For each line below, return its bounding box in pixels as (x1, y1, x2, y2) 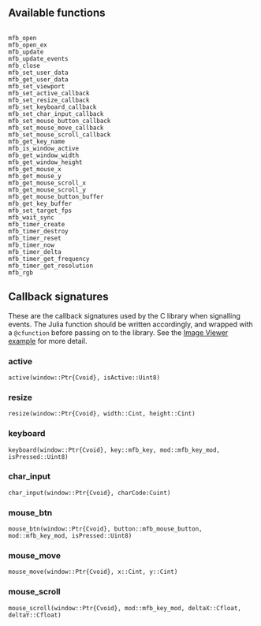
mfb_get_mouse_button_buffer (8, 192, 104, 200)
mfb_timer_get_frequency (8, 255, 90, 263)
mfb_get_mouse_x (8, 165, 62, 173)
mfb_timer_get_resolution (8, 262, 93, 270)
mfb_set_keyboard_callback (8, 102, 97, 111)
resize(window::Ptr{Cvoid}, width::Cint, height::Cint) (8, 410, 196, 418)
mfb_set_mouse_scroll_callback (8, 130, 111, 139)
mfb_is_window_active (8, 144, 80, 152)
